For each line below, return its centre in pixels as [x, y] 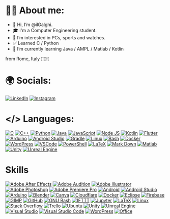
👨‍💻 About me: [35, 10]
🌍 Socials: [28, 81]
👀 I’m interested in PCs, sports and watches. [59, 37]
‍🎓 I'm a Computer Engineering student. [54, 30]
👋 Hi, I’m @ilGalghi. [33, 25]
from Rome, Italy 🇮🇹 [27, 59]
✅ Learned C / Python [36, 43]
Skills [17, 170]
